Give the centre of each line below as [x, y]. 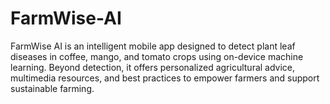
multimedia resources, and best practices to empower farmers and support [165, 78]
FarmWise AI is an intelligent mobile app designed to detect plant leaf [153, 46]
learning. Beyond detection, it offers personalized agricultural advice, [153, 67]
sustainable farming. [52, 88]
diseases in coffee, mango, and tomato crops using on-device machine [157, 56]
